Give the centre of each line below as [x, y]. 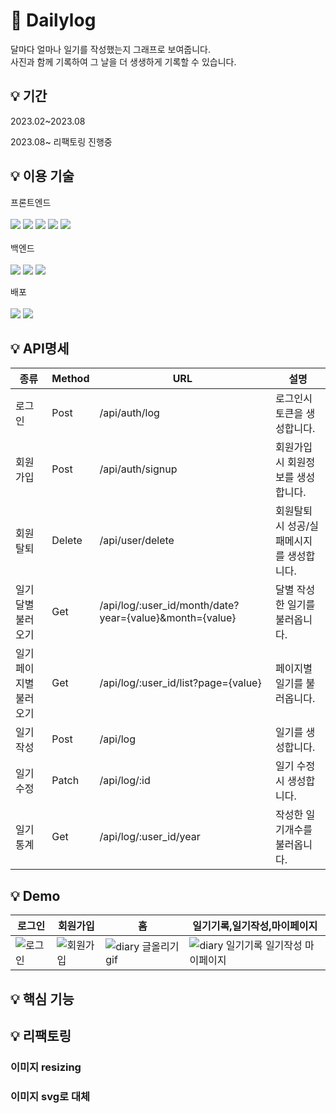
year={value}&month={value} [168, 618]
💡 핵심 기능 [42, 999]
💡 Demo [35, 895]
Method [70, 379]
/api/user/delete [137, 541]
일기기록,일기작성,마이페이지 [255, 926]
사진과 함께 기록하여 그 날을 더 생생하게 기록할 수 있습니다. [123, 61]
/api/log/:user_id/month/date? [169, 606]
